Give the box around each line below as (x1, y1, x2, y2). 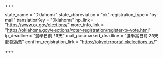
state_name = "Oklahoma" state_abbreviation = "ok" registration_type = (5, 12, 149, 17)
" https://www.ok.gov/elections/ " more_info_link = (5, 22, 104, 28)
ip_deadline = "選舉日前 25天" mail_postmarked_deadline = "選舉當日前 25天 (5, 33, 159, 38)
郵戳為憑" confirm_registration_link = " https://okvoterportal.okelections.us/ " (5, 39, 157, 45)
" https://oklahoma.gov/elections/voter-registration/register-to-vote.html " (5, 27, 151, 33)
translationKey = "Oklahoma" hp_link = (16, 17, 94, 23)
